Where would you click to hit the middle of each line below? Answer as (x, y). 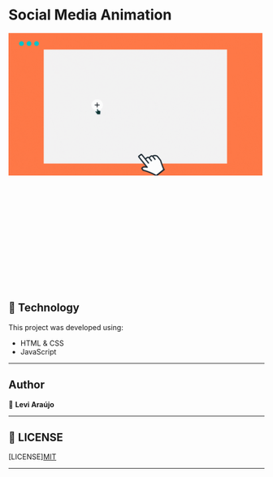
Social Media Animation (90, 15)
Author (26, 385)
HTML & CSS (42, 343)
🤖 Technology (44, 308)
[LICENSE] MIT (32, 457)
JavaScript (38, 351)
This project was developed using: (66, 327)
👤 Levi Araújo (31, 404)
